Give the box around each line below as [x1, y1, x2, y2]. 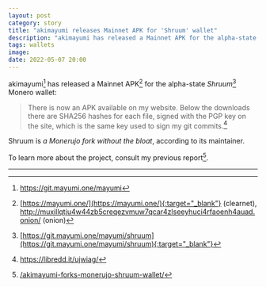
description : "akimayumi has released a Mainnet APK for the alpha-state [8, 33, 257, 42]
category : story [8, 19, 62, 27]
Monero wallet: [8, 87, 57, 97]
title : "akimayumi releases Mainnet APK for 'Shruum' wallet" [8, 26, 218, 34]
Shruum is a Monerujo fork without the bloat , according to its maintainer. [8, 136, 245, 146]
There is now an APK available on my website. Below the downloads [27, 102, 251, 112]
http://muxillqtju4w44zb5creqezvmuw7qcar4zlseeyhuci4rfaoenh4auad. [19, 207, 256, 216]
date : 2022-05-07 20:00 [8, 56, 87, 64]
